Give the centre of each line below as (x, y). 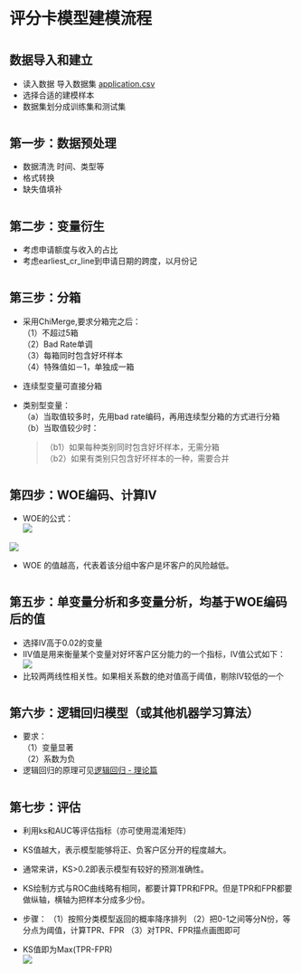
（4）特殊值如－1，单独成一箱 (78, 367)
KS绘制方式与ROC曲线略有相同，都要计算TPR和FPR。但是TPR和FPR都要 (157, 889)
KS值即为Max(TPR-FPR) (67, 949)
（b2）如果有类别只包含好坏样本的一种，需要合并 (137, 458)
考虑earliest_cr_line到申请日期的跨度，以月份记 (110, 261)
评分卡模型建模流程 (81, 19)
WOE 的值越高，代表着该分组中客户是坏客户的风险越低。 (128, 566)
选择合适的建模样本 (58, 95)
